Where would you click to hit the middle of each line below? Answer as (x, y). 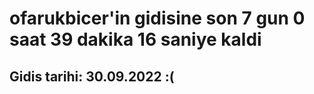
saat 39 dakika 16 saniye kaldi (135, 39)
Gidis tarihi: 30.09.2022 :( (92, 76)
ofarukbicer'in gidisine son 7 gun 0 (157, 18)
